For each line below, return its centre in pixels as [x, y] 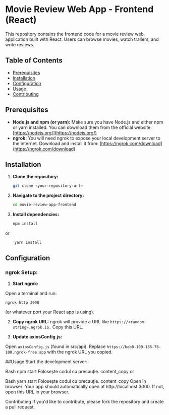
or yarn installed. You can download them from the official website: [82, 127]
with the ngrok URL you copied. [80, 352]
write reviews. [20, 44]
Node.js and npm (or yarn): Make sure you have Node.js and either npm [88, 122]
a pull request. [20, 407]
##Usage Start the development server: [46, 362]
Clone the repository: [35, 177]
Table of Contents [34, 61]
